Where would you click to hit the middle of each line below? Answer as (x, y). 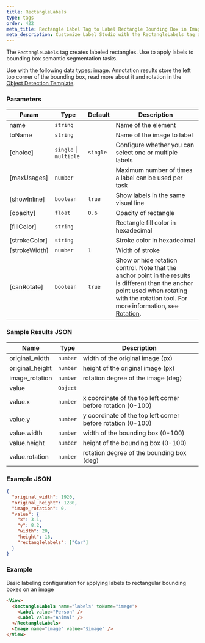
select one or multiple (147, 153)
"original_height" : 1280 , (45, 503)
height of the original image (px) (129, 368)
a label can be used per (149, 178)
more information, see (147, 306)
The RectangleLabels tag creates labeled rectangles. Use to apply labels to (100, 52)
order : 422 (20, 23)
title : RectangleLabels (37, 12)
